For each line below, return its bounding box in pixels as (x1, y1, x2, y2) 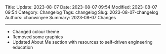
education (12, 44, 33, 50)
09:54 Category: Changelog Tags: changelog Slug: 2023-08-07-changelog (5, 9, 159, 15)
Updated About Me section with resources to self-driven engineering (12, 39, 153, 45)
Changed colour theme (12, 29, 59, 34)
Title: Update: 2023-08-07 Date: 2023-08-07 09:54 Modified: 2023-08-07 (5, 4, 158, 10)
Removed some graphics (12, 34, 63, 40)
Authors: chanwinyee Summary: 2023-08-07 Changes (5, 15, 116, 20)
